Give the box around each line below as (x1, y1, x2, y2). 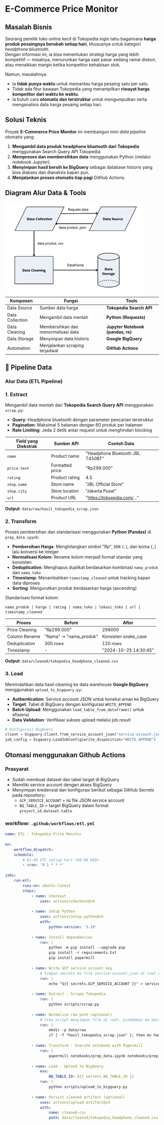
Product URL (51, 495, 77, 501)
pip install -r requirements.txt (48, 950, 117, 955)
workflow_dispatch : (14, 847, 54, 852)
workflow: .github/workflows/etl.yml (5, 820, 95, 827)
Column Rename (7, 633, 41, 639)
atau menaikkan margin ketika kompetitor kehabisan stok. (5, 62, 121, 67)
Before (64, 620, 79, 626)
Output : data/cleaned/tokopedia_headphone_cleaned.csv (5, 658, 119, 664)
